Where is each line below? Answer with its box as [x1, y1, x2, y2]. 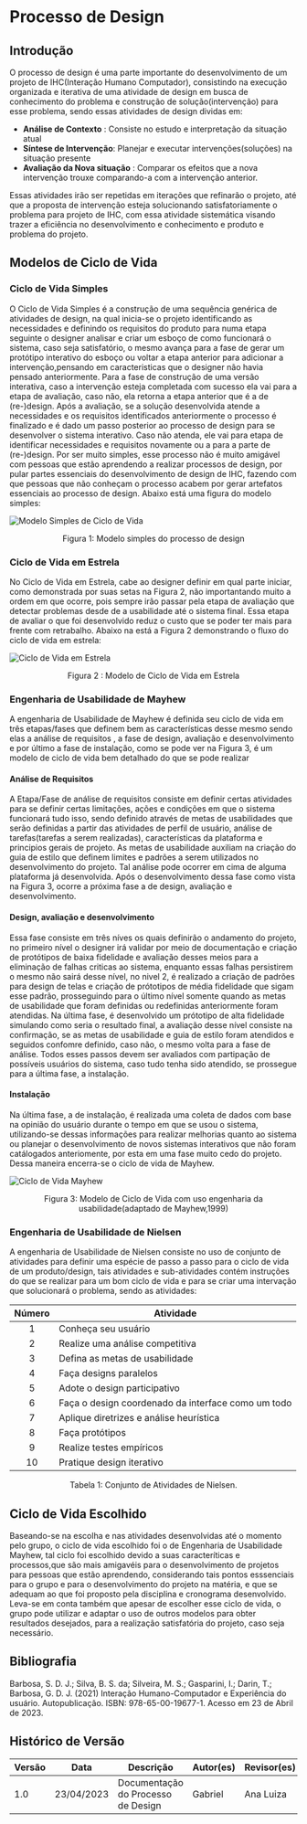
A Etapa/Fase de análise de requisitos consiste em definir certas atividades [9, 793, 292, 805]
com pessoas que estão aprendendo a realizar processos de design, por [9, 459, 283, 470]
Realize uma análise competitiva [58, 1337, 196, 1350]
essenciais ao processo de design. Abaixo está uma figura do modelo [9, 487, 272, 499]
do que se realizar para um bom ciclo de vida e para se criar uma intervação [9, 1276, 297, 1287]
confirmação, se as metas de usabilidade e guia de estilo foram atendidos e [9, 1029, 294, 1040]
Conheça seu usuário [58, 1322, 151, 1335]
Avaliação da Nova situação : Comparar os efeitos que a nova [22, 163, 259, 173]
